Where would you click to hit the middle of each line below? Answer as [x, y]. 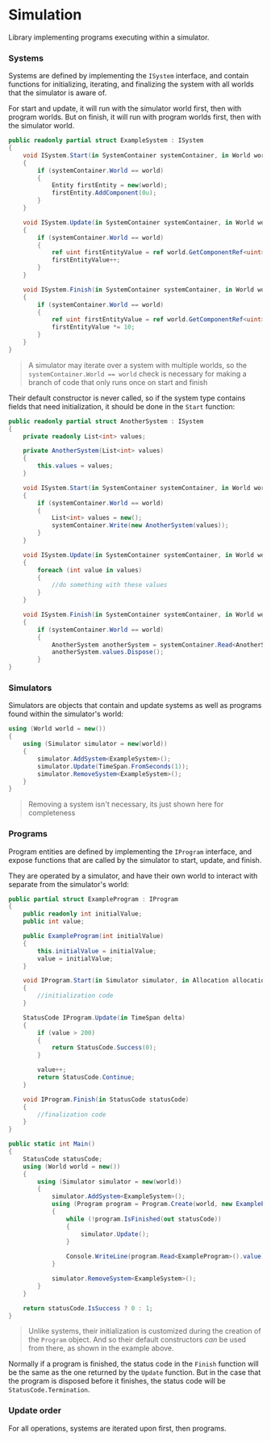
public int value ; [54, 922]
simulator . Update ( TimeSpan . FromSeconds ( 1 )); [113, 766]
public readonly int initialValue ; [83, 914]
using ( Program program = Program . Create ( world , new [142, 1204]
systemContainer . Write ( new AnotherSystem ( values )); [140, 526]
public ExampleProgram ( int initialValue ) [93, 936]
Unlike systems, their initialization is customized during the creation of [144, 1331]
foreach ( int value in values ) [90, 570]
